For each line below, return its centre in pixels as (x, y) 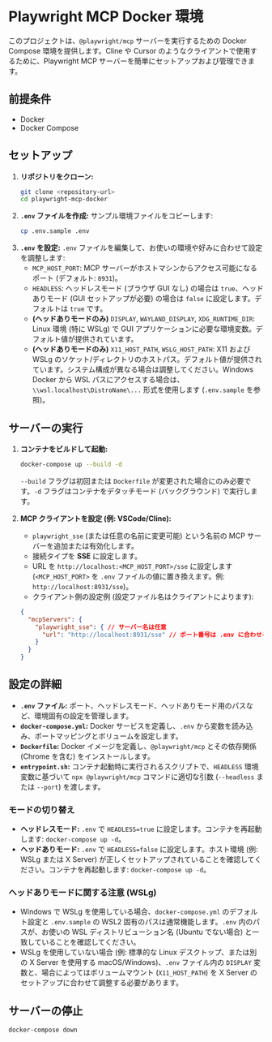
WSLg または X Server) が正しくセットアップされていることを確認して (137, 859)
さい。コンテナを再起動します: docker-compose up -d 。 (119, 870)
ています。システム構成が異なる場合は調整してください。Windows (142, 369)
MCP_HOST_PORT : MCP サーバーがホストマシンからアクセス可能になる (144, 268)
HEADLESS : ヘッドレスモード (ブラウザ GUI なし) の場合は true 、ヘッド (148, 288)
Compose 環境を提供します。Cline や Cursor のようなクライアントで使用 (130, 50)
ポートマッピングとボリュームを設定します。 (108, 736)
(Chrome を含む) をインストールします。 (87, 756)
